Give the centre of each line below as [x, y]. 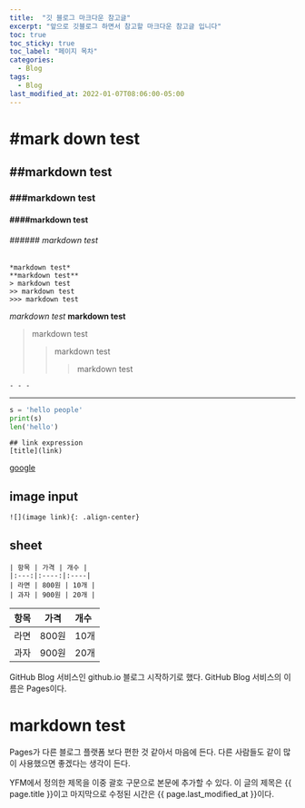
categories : [32, 60]
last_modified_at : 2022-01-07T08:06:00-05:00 [97, 94]
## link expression [46, 443]
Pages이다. [46, 689]
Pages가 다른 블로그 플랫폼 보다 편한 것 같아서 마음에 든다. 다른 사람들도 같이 [145, 752]
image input [44, 496]
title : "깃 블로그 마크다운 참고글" [70, 18]
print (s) [26, 419]
